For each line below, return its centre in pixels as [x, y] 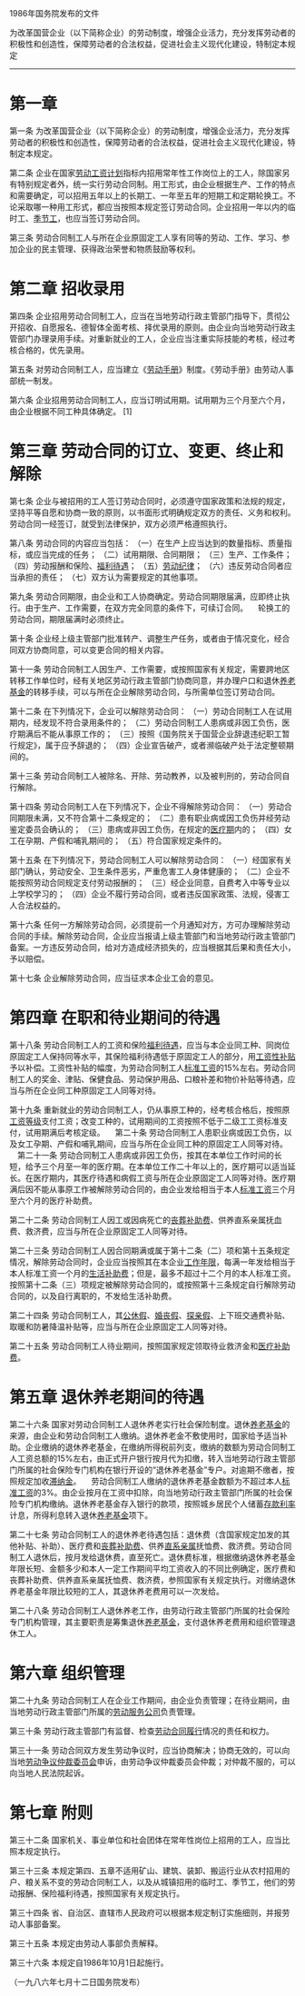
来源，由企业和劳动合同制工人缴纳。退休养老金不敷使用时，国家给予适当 [144, 1435]
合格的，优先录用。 [53, 350]
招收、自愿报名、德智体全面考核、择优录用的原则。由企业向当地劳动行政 [152, 327]
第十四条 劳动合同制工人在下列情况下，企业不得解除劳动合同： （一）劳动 [147, 806]
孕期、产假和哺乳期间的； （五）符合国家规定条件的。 [126, 840]
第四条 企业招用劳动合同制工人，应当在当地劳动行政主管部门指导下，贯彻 [146, 315]
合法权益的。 [41, 905]
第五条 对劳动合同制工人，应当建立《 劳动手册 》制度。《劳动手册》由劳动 [144, 369]
